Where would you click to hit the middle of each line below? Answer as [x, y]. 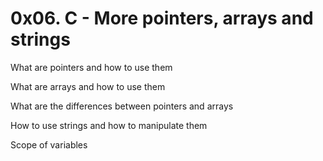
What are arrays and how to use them [88, 86]
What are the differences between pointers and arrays [122, 106]
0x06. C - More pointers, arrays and [162, 18]
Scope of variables [49, 144]
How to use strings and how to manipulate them [109, 125]
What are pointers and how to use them [91, 67]
